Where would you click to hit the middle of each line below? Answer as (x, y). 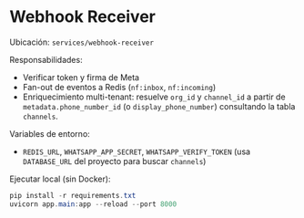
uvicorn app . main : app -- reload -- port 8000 (93, 204)
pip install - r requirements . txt (73, 195)
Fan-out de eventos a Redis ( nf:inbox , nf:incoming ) (119, 87)
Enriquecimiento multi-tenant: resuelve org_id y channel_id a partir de (154, 97)
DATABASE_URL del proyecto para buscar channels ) (114, 161)
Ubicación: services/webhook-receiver (82, 42)
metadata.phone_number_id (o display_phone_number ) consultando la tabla (159, 106)
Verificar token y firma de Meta (81, 77)
